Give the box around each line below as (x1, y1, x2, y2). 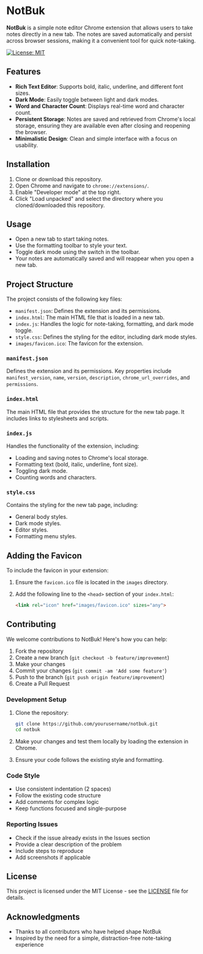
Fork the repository (15, 647, 64, 655)
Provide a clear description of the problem (15, 840, 122, 848)
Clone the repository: (15, 709, 69, 716)
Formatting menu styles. (15, 533, 76, 540)
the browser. (15, 128, 47, 135)
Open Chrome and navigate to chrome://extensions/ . (15, 182, 149, 189)
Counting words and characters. (15, 474, 97, 481)
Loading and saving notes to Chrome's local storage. (15, 454, 149, 462)
